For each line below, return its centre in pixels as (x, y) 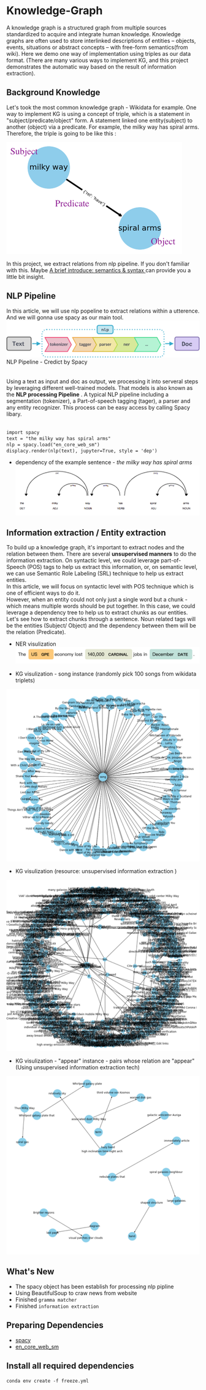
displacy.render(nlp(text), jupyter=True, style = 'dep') (82, 451)
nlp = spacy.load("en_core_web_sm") (53, 445)
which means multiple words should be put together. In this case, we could (101, 606)
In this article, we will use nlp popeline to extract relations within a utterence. (103, 311)
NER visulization (36, 644)
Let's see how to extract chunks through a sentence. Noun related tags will (101, 619)
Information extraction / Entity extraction (86, 533)
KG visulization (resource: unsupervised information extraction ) (96, 871)
